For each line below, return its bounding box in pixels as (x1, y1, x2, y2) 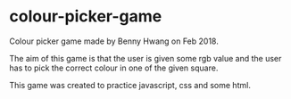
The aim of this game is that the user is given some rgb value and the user (9, 53, 282, 63)
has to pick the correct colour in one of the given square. (9, 62, 219, 73)
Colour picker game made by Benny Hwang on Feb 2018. (9, 36, 219, 46)
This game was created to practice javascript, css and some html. (9, 79, 252, 90)
